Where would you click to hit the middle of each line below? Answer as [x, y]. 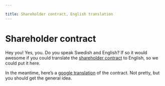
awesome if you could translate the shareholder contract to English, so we [82, 58]
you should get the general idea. [39, 78]
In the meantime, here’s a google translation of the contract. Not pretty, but [82, 73]
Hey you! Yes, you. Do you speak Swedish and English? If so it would [76, 52]
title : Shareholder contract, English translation [59, 14]
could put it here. [23, 63]
